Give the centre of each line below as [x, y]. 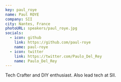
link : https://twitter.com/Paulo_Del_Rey [58, 56]
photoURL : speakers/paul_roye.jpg [41, 28]
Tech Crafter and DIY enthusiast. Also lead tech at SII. [61, 75]
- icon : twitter [27, 51]
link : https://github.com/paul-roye [53, 42]
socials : [14, 33]
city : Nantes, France [28, 24]
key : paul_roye [21, 10]
